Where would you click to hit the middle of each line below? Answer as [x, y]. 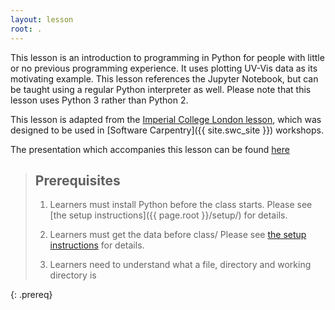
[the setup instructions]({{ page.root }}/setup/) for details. [168, 215]
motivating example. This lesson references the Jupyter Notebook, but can [164, 78]
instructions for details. [97, 245]
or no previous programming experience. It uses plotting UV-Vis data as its [164, 68]
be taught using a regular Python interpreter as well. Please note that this [161, 89]
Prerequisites [77, 180]
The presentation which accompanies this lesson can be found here [150, 149]
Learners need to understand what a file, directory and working [180, 265]
